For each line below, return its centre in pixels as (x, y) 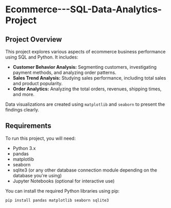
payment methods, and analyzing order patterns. (64, 72)
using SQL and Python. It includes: (42, 57)
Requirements (28, 126)
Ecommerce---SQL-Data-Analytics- (83, 10)
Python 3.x (24, 148)
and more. (24, 94)
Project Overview (34, 39)
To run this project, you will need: (41, 138)
